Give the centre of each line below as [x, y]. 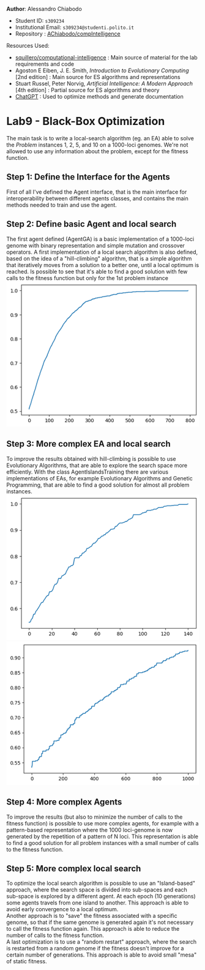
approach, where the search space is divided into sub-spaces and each [97, 890]
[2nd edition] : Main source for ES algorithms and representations [98, 77]
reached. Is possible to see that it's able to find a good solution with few [97, 271]
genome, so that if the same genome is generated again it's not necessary [100, 922]
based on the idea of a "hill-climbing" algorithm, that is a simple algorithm [99, 258]
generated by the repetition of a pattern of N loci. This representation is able [102, 836]
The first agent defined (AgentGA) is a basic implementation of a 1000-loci [100, 239]
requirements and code [45, 64]
